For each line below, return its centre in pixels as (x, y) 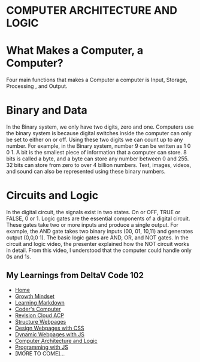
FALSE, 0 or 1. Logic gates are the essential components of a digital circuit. (98, 218)
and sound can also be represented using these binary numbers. (86, 172)
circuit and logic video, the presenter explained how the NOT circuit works (98, 244)
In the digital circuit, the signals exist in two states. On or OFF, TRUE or (93, 212)
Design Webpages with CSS (49, 328)
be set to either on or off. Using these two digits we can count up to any (95, 140)
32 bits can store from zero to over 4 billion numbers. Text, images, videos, (99, 165)
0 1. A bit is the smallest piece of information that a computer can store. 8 (96, 153)
